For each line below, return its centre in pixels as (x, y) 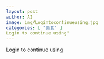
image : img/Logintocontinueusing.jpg (52, 22)
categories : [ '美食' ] (34, 28)
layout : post (22, 11)
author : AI (19, 17)
